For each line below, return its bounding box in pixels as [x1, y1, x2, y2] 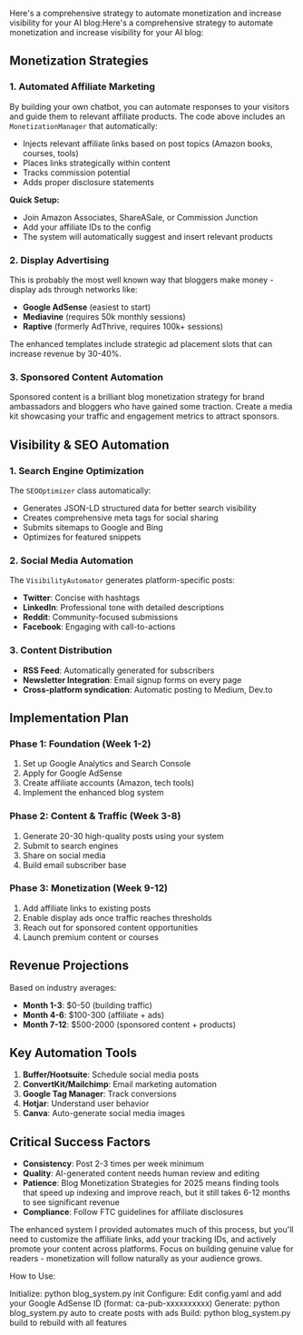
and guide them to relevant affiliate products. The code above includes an [9, 111, 286, 122]
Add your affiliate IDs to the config [22, 222, 151, 232]
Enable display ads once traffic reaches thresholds [22, 912, 213, 923]
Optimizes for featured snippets [22, 531, 142, 542]
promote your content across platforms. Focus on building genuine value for [9, 1243, 294, 1254]
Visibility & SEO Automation [9, 437, 170, 452]
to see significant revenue [22, 1197, 121, 1208]
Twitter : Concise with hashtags [22, 592, 141, 603]
